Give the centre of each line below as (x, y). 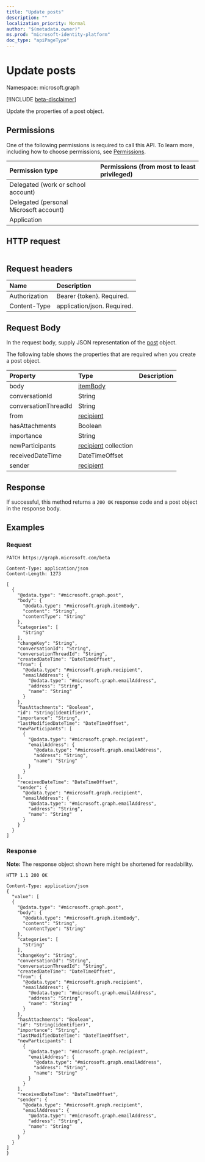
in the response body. (34, 508)
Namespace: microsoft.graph (43, 87)
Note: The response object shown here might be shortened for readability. (100, 864)
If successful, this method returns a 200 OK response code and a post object (102, 502)
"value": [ (26, 896)
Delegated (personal (39, 202)
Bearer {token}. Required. (93, 296)
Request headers (40, 268)
